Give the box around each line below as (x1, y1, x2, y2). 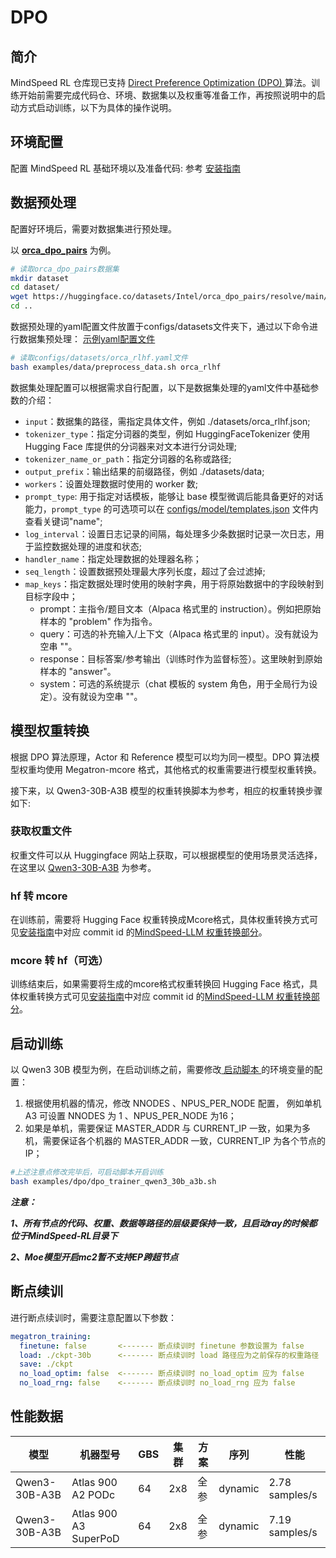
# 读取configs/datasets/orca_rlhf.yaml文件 (10, 353, 188, 363)
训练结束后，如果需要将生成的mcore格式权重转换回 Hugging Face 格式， (10, 978, 310, 990)
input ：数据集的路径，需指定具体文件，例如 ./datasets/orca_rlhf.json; (24, 415, 311, 427)
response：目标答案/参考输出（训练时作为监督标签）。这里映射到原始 (39, 652, 323, 665)
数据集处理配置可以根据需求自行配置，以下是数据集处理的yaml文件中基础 (10, 381, 311, 393)
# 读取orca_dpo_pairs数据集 (10, 264, 120, 274)
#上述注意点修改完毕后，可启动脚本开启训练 (10, 1167, 164, 1178)
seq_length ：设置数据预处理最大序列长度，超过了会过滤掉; (24, 565, 266, 577)
